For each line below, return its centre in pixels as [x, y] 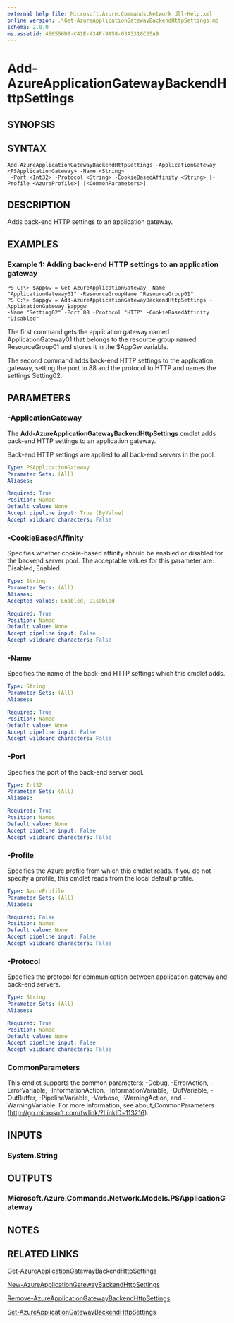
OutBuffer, [22, 1098]
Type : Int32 [25, 785]
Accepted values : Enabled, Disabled [61, 601]
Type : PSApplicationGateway [49, 467]
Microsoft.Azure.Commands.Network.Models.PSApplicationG [116, 1199]
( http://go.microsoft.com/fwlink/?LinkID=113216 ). [78, 1113]
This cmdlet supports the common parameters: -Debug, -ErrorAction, [108, 1083]
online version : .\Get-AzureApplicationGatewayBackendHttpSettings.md [113, 20]
